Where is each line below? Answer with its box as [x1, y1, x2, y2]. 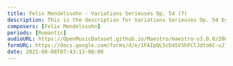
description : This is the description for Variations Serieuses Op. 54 [7, 16, 218, 23]
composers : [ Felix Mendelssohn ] [7, 23, 101, 30]
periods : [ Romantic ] [7, 29, 67, 36]
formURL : [7, 42, 33, 49]
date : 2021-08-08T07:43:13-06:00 [7, 49, 104, 56]
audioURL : [7, 36, 36, 43]
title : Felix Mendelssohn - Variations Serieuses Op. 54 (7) [7, 10, 188, 17]
